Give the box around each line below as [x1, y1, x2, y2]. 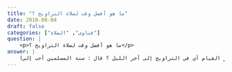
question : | [7, 36, 41, 43]
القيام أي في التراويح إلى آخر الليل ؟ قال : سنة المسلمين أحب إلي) [19, 55, 221, 62]
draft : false [7, 23, 45, 29]
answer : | [7, 49, 36, 56]
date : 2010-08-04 [7, 16, 57, 23]
